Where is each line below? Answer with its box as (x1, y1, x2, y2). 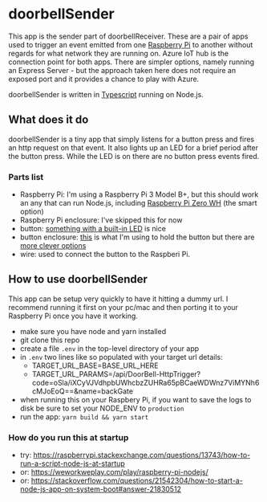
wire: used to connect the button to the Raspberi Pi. (19, 250, 191, 259)
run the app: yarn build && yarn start (19, 411, 149, 422)
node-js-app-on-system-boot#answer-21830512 (19, 484, 182, 494)
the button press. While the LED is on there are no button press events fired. (8, 151, 260, 161)
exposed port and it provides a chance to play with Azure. (8, 74, 200, 84)
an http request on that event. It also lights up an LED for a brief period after (8, 142, 259, 153)
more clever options (19, 241, 87, 251)
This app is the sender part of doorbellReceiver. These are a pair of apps (8, 31, 249, 41)
